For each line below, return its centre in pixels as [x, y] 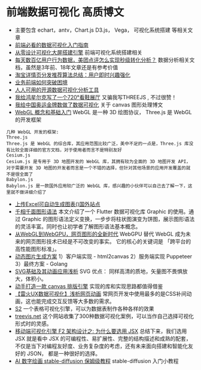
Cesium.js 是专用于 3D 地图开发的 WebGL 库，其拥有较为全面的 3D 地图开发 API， [98, 161]
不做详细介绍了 [31, 192]
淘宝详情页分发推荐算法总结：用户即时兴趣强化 [72, 75]
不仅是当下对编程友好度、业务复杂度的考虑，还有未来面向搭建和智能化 [101, 346]
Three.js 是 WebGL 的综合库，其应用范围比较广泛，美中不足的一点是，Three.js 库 [98, 143]
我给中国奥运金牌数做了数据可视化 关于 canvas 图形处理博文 [89, 105]
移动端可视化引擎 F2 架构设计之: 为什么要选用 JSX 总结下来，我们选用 [101, 331]
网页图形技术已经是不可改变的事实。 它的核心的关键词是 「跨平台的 [108, 241]
